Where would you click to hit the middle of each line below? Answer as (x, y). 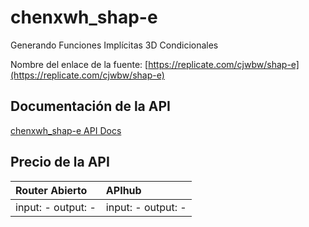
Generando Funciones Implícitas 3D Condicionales (114, 45)
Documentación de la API (90, 106)
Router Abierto (51, 190)
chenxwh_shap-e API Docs (66, 130)
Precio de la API (60, 162)
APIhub (123, 190)
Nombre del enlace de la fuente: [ (79, 64)
